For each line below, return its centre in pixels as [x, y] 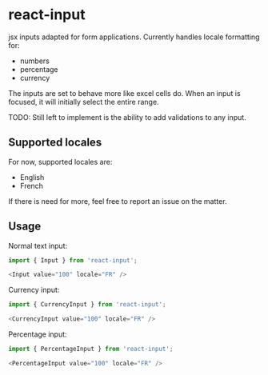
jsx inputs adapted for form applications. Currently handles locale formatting [134, 37]
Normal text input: [38, 245]
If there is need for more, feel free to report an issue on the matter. [118, 201]
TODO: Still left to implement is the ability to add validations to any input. [127, 117]
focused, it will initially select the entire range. [84, 102]
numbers [35, 61]
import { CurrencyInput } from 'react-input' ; [87, 305]
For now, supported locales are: [60, 162]
